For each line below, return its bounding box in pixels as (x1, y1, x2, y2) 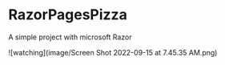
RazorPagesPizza (8, 6, 128, 24)
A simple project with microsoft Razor (8, 32, 132, 42)
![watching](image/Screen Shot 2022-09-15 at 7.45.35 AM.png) (8, 47, 218, 57)
